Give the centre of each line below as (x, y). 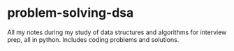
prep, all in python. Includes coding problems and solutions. (93, 39)
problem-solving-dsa (71, 13)
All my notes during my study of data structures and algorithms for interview (117, 32)
